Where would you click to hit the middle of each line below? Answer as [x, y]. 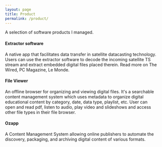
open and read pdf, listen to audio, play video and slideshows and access [78, 107]
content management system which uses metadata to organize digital [74, 97]
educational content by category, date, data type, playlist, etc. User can [76, 102]
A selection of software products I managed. [49, 33]
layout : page [18, 9]
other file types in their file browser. [40, 112]
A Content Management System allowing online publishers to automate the [79, 134]
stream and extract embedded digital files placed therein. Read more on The [81, 65]
